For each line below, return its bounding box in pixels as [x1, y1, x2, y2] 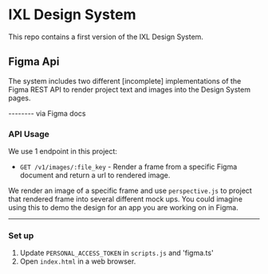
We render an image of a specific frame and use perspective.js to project [8, 186, 253, 196]
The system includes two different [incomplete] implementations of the [8, 76, 242, 85]
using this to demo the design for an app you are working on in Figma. [8, 203, 238, 213]
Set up [8, 229, 34, 241]
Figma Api [8, 55, 60, 68]
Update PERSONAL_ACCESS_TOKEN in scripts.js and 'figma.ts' [19, 249, 214, 258]
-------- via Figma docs [8, 108, 86, 118]
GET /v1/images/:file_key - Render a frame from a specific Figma [19, 162, 238, 172]
